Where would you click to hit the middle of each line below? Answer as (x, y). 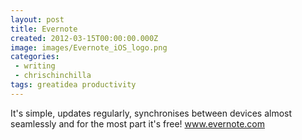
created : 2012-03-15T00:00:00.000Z (84, 38)
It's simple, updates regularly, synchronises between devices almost (151, 113)
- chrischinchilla (53, 76)
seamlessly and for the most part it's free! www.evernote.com (137, 123)
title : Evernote (44, 29)
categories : (35, 57)
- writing (35, 66)
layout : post (37, 19)
